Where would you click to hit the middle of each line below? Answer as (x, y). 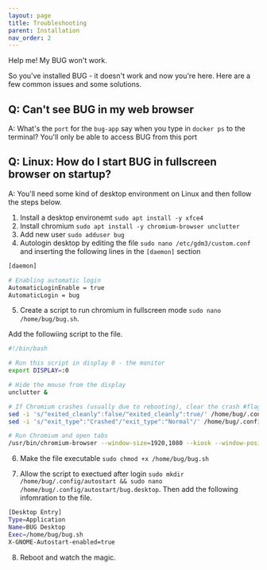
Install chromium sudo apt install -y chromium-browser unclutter (130, 226)
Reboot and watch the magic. (68, 557)
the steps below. (35, 202)
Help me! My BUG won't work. (58, 61)
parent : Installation (44, 30)
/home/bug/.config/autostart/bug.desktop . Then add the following (129, 490)
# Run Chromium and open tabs (58, 436)
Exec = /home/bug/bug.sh (46, 534)
